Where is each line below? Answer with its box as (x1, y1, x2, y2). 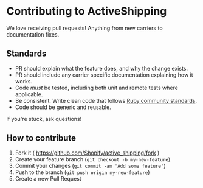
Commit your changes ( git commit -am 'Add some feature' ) (15, 162, 166, 169)
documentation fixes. (6, 30, 60, 38)
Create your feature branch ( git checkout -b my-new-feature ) (15, 155, 171, 162)
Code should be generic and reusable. (15, 103, 111, 111)
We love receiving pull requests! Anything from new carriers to (6, 24, 163, 32)
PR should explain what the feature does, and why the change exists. (15, 64, 188, 72)
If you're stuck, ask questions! (6, 115, 82, 122)
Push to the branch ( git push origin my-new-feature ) (15, 169, 150, 176)
